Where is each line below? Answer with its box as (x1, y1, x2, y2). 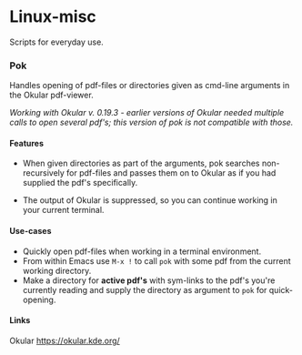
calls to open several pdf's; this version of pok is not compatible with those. (9, 117, 294, 128)
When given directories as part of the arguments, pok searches (22, 157, 260, 169)
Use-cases (9, 226, 52, 237)
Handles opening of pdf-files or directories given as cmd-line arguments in (9, 80, 290, 91)
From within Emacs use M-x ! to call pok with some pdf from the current (22, 255, 291, 266)
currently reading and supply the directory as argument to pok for (22, 284, 267, 295)
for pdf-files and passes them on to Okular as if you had (66, 167, 277, 178)
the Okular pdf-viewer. (9, 89, 94, 101)
